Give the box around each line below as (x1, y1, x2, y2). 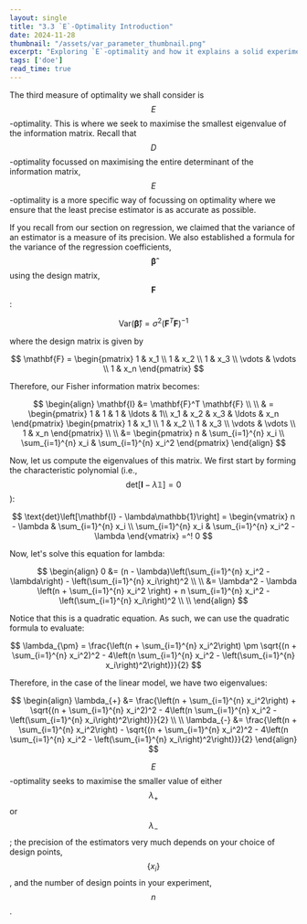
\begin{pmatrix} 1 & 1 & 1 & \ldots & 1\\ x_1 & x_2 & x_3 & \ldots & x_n (27, 408, 280, 419)
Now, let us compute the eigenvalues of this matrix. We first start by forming (9, 454, 297, 466)
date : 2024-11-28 (9, 30, 76, 39)
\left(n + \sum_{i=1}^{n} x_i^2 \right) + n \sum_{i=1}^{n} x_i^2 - (37, 585, 270, 596)
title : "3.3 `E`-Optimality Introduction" (9, 22, 174, 31)
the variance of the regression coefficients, (9, 241, 172, 252)
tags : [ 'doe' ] (9, 56, 64, 65)
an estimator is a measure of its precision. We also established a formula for (9, 231, 295, 242)
